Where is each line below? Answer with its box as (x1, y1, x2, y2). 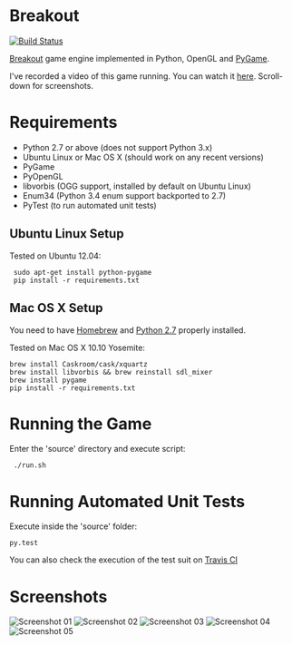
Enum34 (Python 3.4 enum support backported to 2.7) (22, 190, 227, 200)
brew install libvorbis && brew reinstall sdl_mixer (9, 367, 213, 376)
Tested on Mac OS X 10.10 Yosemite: (9, 342, 145, 353)
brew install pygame (9, 376, 88, 385)
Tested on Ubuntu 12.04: (9, 250, 102, 261)
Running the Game (9, 414, 152, 434)
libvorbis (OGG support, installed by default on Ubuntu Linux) (22, 181, 252, 191)
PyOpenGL (22, 171, 63, 181)
